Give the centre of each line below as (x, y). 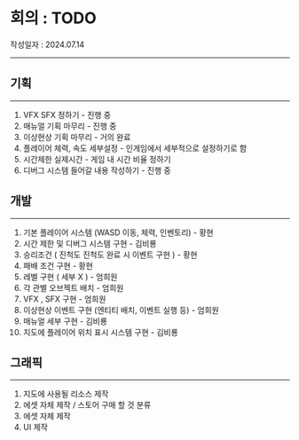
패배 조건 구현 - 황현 (58, 265)
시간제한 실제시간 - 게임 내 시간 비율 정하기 (97, 159)
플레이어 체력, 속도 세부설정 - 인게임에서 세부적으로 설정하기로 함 (135, 148)
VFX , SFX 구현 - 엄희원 (64, 299)
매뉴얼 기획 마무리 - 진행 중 (70, 126)
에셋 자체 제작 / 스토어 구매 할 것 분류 (87, 405)
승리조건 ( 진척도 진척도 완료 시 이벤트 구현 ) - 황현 (110, 255)
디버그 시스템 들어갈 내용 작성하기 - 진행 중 (97, 170)
